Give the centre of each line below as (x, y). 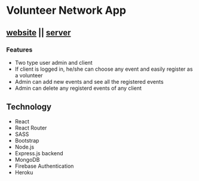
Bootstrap (27, 140)
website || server (39, 33)
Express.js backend (39, 153)
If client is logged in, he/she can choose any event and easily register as (104, 69)
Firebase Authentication (44, 166)
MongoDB (27, 159)
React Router (31, 128)
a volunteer (29, 75)
